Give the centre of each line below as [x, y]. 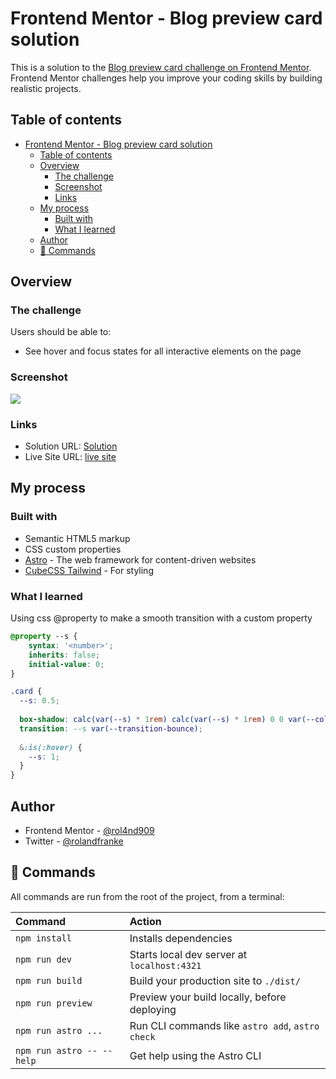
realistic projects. [46, 88]
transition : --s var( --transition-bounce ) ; [111, 728]
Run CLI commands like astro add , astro [224, 1025]
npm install [44, 938]
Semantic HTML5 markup [77, 538]
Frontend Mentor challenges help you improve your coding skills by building [166, 78]
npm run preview [54, 1003]
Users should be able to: [61, 332]
